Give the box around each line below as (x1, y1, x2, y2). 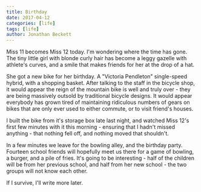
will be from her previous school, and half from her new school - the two (6, 161, 187, 168)
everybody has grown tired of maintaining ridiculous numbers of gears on (6, 98, 190, 106)
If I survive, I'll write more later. (6, 179, 84, 187)
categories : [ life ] (6, 20, 56, 26)
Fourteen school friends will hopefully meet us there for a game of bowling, (6, 148, 194, 156)
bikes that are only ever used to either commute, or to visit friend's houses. (6, 105, 194, 112)
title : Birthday (6, 9, 47, 15)
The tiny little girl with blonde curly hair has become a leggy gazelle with (6, 55, 187, 62)
